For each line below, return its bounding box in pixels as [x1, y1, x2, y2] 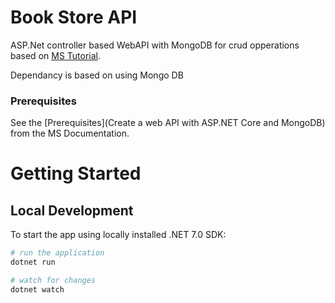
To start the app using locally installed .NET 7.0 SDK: [10, 229, 227, 241]
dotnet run [10, 257, 56, 268]
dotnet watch [10, 284, 65, 295]
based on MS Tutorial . [10, 49, 102, 61]
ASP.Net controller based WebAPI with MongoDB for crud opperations [10, 39, 300, 51]
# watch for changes [10, 275, 97, 285]
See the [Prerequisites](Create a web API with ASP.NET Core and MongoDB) [10, 117, 326, 129]
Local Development [10, 202, 134, 219]
